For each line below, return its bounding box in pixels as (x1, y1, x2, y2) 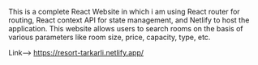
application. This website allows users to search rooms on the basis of (8, 24, 243, 33)
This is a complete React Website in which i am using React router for (8, 7, 241, 16)
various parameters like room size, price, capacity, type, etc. (8, 32, 211, 42)
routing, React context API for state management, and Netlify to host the (8, 15, 250, 25)
